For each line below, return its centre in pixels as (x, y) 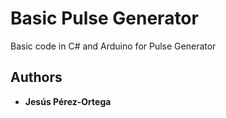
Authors (36, 77)
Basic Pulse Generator (104, 18)
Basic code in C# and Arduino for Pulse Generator (113, 46)
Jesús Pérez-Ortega (68, 101)
